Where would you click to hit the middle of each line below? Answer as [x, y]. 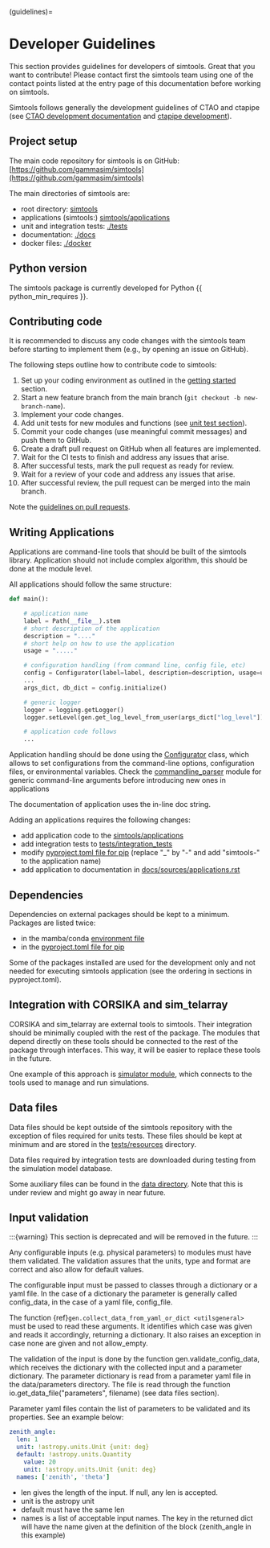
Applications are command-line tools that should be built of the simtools [128, 552]
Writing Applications [62, 532]
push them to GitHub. [56, 440]
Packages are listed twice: [52, 923]
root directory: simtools [59, 209]
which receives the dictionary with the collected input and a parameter [126, 1368]
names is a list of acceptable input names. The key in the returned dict [137, 1517]
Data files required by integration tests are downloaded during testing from [132, 1160]
